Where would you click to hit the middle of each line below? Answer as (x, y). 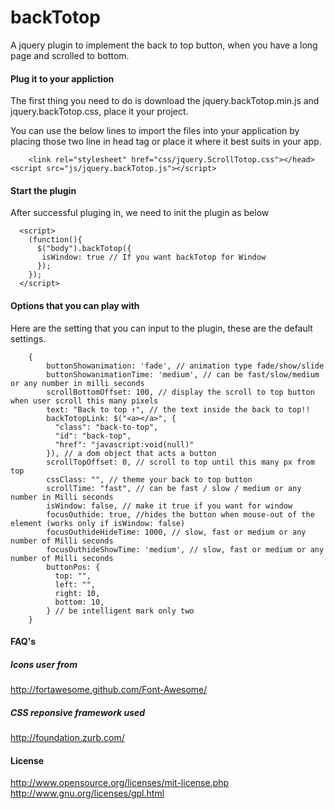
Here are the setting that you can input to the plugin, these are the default (161, 328)
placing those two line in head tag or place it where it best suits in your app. (166, 142)
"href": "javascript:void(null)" (124, 444)
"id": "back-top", (93, 436)
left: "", (75, 584)
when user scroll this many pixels (84, 401)
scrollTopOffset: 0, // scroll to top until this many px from (180, 462)
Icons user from (44, 664)
